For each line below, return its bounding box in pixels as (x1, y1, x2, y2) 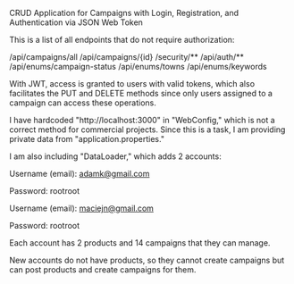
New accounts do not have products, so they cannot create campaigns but (9, 255, 285, 265)
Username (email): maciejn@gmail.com (9, 203, 155, 213)
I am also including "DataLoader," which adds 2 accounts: (9, 151, 222, 162)
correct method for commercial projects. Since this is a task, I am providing (9, 124, 286, 135)
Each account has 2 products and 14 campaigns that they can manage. (9, 238, 271, 248)
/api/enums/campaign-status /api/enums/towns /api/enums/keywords (9, 62, 267, 71)
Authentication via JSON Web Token (9, 17, 143, 28)
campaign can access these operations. (9, 97, 156, 108)
